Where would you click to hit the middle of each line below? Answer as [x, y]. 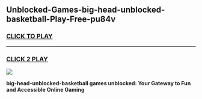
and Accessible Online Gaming [45, 89]
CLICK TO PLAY [29, 37]
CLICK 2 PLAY [27, 59]
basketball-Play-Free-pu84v [61, 19]
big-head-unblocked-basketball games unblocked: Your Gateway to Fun [99, 83]
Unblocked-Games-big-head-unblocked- [86, 10]
